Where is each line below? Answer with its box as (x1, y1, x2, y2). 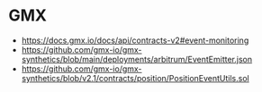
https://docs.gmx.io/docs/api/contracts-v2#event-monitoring (21, 35, 249, 46)
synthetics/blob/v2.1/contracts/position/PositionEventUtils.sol (21, 72, 249, 83)
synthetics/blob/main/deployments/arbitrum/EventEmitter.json (21, 54, 253, 64)
